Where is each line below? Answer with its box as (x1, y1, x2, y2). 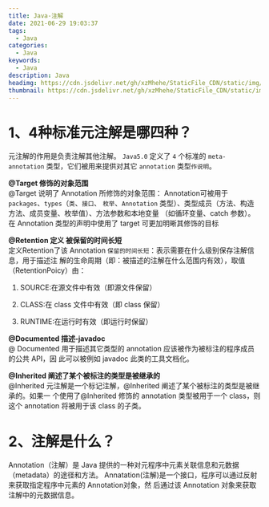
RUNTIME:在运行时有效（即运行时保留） (19, 317, 153, 327)
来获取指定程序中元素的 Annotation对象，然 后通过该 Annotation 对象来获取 (8, 481, 257, 490)
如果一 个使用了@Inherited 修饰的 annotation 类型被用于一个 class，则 (29, 391, 261, 401)
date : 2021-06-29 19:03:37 (8, 19, 98, 27)
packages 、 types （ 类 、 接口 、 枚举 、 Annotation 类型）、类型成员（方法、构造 (8, 198, 255, 209)
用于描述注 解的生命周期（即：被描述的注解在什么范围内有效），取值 (22, 256, 246, 266)
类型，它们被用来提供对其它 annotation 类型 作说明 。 (46, 161, 216, 171)
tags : (8, 26, 26, 34)
